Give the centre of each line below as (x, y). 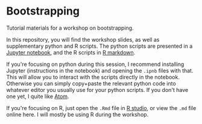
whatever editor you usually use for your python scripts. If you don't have (97, 90)
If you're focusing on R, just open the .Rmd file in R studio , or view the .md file (101, 108)
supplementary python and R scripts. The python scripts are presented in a (99, 46)
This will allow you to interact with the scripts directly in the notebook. (93, 77)
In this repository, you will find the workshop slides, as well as (83, 39)
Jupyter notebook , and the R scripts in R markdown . (71, 52)
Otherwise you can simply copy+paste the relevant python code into (91, 83)
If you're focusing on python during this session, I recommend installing (95, 64)
